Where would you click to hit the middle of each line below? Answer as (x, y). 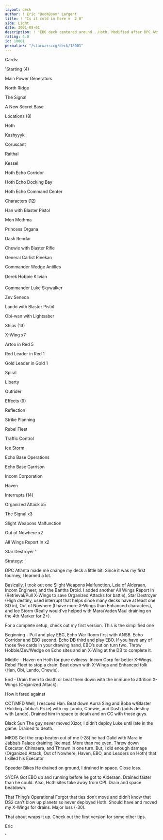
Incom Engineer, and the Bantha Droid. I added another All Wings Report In (80, 590)
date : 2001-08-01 (23, 28)
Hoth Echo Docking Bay (29, 182)
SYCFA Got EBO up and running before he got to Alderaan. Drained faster (78, 777)
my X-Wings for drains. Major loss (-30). (45, 807)
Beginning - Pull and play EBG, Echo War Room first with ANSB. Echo (74, 634)
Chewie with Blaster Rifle (30, 248)
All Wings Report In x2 (27, 542)
